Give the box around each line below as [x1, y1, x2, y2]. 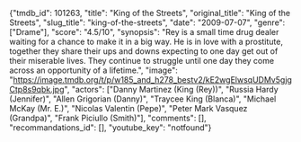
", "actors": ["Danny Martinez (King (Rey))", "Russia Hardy [64, 84, 279, 94]
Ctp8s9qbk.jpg [9, 84, 65, 94]
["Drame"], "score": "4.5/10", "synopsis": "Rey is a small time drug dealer [9, 27, 279, 37]
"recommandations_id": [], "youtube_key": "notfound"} [9, 122, 212, 133]
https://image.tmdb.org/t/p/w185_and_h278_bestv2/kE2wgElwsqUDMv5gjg [13, 75, 292, 84]
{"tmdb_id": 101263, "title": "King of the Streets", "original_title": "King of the [9, 8, 291, 18]
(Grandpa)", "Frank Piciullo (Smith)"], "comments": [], [9, 112, 207, 123]
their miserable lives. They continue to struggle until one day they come [9, 56, 275, 66]
